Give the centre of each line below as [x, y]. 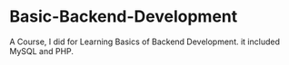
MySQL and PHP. [42, 51]
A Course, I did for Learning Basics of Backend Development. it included [144, 42]
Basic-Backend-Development [124, 17]
